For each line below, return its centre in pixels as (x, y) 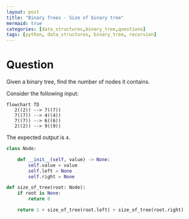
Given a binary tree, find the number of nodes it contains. (78, 82)
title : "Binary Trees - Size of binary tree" (65, 18)
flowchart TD (23, 105)
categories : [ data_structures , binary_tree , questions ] (76, 29)
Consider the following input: (43, 94)
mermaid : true (24, 23)
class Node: (21, 149)
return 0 (39, 199)
